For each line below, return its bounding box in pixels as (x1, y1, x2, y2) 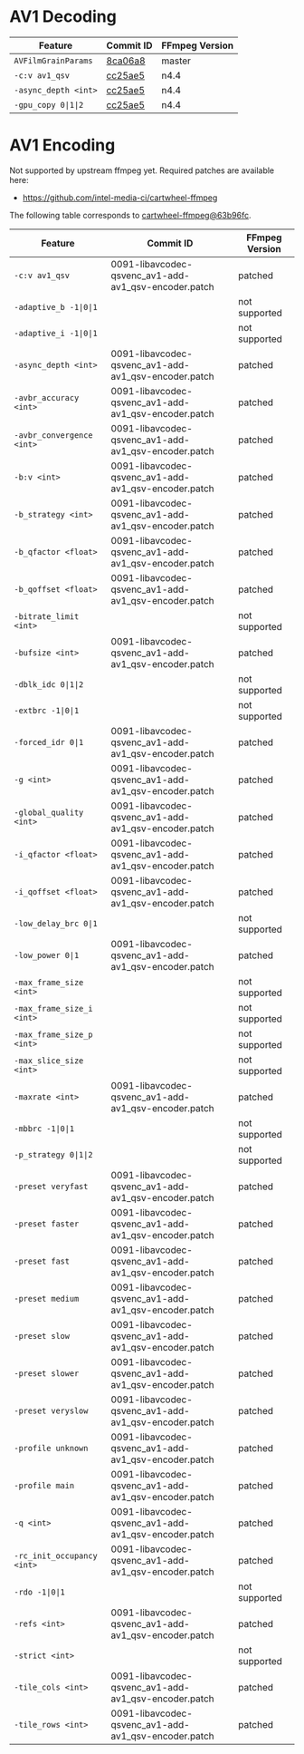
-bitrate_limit (14, 611, 80, 622)
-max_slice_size (14, 1055, 84, 1066)
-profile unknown (14, 1443, 89, 1453)
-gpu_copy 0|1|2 (14, 100, 84, 110)
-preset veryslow (14, 1405, 89, 1416)
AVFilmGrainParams (14, 55, 93, 65)
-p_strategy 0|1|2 (14, 1149, 93, 1159)
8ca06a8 (106, 54, 147, 67)
